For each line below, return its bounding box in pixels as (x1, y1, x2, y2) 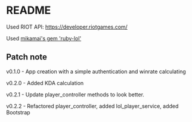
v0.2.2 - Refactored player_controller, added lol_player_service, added (6, 102, 179, 110)
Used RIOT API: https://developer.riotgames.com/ (6, 23, 128, 30)
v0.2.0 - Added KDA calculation (6, 79, 84, 86)
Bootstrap (6, 108, 31, 116)
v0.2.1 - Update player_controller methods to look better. (6, 90, 145, 98)
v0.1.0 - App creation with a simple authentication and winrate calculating (6, 68, 186, 75)
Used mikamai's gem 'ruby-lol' (6, 35, 82, 42)
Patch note (6, 52, 48, 62)
